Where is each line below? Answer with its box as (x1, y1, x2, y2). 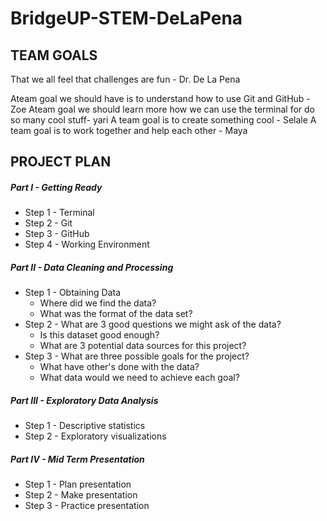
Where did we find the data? (39, 297, 157, 309)
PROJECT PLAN (10, 153, 112, 171)
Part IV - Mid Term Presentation (10, 453, 145, 465)
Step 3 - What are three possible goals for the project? (24, 350, 250, 362)
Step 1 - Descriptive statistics (24, 420, 146, 432)
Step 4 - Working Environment (24, 238, 150, 251)
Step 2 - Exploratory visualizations (24, 430, 167, 442)
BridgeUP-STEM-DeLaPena (10, 7, 243, 30)
